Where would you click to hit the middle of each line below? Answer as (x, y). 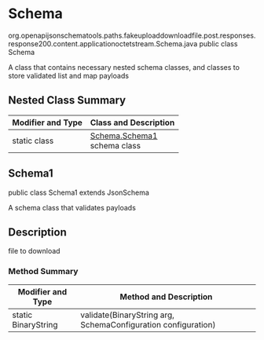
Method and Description (166, 297)
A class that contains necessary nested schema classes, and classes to (124, 67)
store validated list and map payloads (69, 75)
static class (33, 141)
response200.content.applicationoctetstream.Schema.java (103, 43)
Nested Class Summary (67, 100)
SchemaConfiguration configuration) (148, 324)
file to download (34, 251)
